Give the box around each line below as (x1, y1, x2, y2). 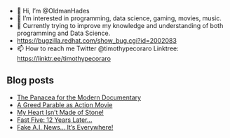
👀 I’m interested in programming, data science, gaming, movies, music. (16, 14, 222, 22)
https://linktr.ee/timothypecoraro (16, 55, 111, 62)
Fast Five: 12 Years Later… (16, 116, 93, 124)
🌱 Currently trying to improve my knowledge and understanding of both (16, 22, 224, 29)
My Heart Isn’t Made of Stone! (16, 108, 104, 116)
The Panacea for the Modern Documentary (16, 93, 142, 102)
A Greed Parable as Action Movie (16, 100, 113, 109)
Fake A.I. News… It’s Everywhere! (16, 123, 114, 131)
